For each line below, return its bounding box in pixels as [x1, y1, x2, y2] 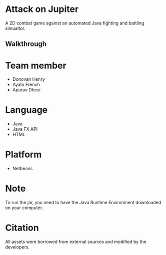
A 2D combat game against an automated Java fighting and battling [5, 20, 144, 26]
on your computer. [5, 205, 43, 211]
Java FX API [12, 126, 38, 132]
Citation [5, 222, 39, 234]
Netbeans [12, 166, 33, 172]
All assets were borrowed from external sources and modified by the [5, 239, 146, 245]
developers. [5, 244, 30, 250]
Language [5, 104, 48, 116]
